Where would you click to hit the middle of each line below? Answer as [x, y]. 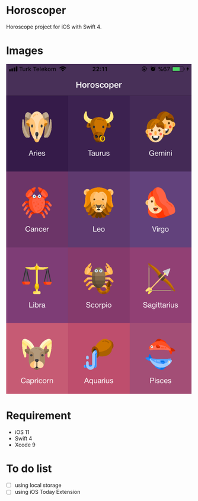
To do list [29, 469]
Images [25, 51]
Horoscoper [36, 10]
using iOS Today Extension [47, 492]
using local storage [38, 485]
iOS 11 [22, 432]
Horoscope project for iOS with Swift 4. [54, 27]
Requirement [39, 416]
